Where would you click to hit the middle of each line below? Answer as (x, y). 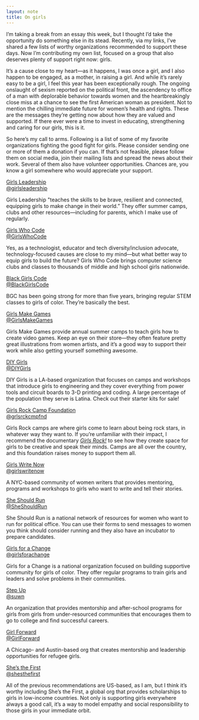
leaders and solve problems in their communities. (66, 578)
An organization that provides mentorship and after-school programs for (94, 607)
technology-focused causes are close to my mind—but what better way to (97, 254)
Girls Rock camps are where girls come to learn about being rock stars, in (96, 428)
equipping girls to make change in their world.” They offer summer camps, (97, 206)
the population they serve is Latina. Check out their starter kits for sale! (93, 398)
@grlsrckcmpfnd (27, 416)
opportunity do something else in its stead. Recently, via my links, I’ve (91, 40)
